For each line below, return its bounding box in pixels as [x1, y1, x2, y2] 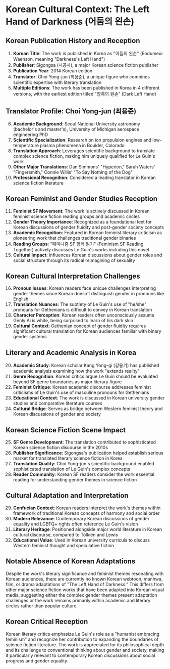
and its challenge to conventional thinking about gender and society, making [6, 647, 164, 653]
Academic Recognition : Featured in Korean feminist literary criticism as [13, 229, 162, 236]
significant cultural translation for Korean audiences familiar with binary [13, 328, 162, 334]
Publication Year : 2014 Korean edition [13, 68, 93, 74]
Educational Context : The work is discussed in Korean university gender [13, 395, 165, 401]
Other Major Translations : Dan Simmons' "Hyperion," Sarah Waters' [13, 163, 155, 170]
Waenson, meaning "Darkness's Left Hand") [13, 56, 105, 62]
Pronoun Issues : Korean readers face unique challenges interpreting [13, 285, 156, 291]
